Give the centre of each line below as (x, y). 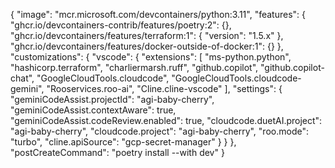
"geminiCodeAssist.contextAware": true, (93, 110)
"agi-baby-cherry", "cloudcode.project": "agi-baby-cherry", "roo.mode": (159, 131)
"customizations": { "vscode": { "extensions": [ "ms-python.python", (151, 57)
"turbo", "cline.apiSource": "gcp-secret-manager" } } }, (123, 142)
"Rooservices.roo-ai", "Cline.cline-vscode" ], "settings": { (164, 88)
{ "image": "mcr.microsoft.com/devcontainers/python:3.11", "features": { (158, 14)
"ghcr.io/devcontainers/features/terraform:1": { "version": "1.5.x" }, (147, 35)
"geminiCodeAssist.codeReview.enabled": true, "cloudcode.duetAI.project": (166, 120)
